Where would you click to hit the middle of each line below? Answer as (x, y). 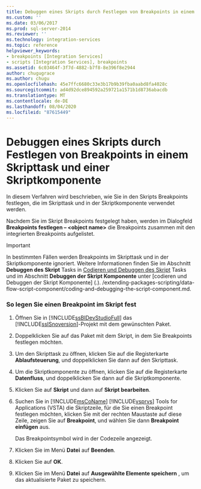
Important (18, 245)
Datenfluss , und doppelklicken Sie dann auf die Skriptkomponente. (98, 378)
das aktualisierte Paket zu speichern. (61, 479)
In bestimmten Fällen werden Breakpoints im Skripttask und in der (88, 257)
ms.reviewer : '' (26, 34)
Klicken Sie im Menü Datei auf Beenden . (65, 450)
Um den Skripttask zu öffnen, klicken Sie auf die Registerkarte (92, 353)
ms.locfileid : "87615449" (38, 112)
